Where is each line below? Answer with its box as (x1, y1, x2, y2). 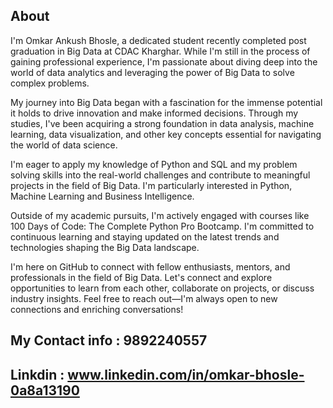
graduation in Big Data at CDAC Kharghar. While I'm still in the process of (10, 45, 311, 57)
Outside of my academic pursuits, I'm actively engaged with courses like (10, 209, 310, 221)
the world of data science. (10, 139, 118, 151)
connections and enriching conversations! (10, 303, 184, 315)
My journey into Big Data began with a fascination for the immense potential (10, 96, 323, 108)
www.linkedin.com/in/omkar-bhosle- (67, 366, 305, 383)
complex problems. (10, 77, 90, 89)
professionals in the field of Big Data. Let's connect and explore (10, 271, 273, 283)
